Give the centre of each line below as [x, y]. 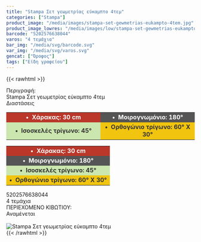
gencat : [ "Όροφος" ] [31, 56]
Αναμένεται [21, 213]
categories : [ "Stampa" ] [36, 17]
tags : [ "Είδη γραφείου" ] [37, 62]
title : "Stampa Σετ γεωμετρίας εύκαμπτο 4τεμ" [65, 12]
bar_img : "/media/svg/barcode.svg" [51, 45]
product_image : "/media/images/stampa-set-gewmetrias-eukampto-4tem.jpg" [100, 23]
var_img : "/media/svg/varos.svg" [48, 51]
